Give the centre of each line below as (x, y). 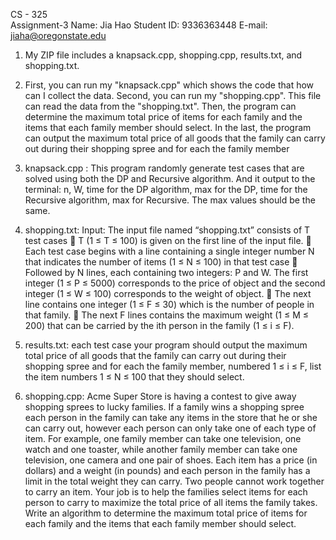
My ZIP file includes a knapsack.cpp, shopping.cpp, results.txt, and (163, 55)
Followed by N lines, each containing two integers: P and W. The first (166, 272)
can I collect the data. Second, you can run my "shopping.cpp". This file (173, 95)
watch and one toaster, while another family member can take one (161, 449)
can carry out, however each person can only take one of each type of (170, 428)
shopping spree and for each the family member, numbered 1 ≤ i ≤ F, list (173, 366)
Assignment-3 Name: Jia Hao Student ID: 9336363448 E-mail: (139, 25)
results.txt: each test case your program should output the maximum (166, 345)
